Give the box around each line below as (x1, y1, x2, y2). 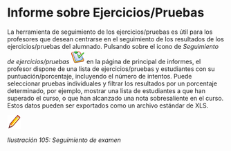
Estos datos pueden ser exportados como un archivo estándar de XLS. (7, 101, 209, 110)
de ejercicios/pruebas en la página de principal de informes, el (7, 57, 201, 66)
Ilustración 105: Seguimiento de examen (7, 136, 121, 144)
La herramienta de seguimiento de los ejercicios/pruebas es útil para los (7, 28, 213, 36)
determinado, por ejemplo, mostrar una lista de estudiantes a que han (7, 86, 206, 94)
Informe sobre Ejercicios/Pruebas (7, 5, 205, 21)
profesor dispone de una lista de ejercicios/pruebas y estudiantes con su (7, 64, 215, 73)
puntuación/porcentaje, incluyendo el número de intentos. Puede (7, 72, 192, 80)
